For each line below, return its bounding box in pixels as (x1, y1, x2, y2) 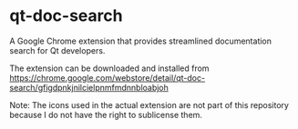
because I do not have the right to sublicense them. (9, 109, 203, 120)
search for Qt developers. (9, 45, 106, 55)
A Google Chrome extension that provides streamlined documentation (9, 35, 272, 46)
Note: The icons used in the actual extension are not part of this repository (9, 99, 290, 110)
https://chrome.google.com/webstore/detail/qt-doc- (9, 72, 206, 83)
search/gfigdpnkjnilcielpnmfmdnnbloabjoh (9, 82, 169, 93)
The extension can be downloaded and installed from (9, 63, 210, 74)
